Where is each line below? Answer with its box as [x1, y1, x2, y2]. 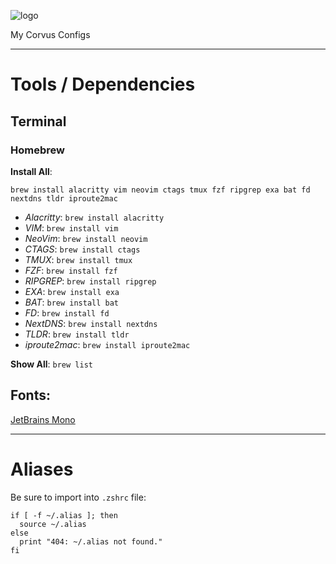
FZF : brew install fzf [24, 264, 118, 276]
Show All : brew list [10, 358, 93, 370]
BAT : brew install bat [24, 296, 120, 308]
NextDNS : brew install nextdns [24, 317, 158, 329]
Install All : [10, 165, 53, 177]
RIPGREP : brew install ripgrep [24, 275, 157, 287]
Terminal [10, 113, 67, 130]
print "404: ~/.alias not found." [19, 536, 163, 547]
